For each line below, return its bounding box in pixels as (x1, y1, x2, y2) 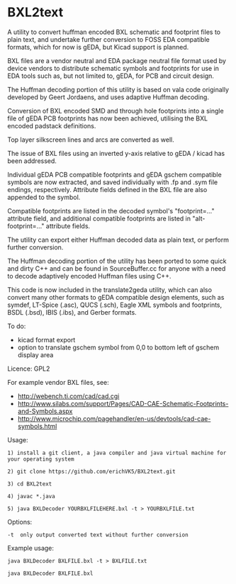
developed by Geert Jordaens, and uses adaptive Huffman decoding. (7, 93, 209, 101)
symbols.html (17, 422, 57, 430)
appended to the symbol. (7, 193, 81, 201)
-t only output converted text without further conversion (7, 531, 189, 539)
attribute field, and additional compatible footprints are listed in (7, 214, 191, 223)
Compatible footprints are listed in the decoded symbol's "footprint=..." (7, 206, 215, 215)
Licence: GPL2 (7, 364, 50, 373)
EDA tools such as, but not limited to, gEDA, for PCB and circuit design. (7, 72, 215, 80)
